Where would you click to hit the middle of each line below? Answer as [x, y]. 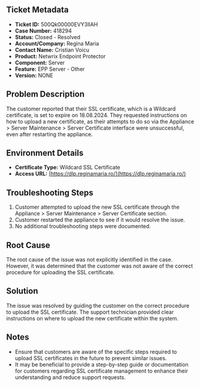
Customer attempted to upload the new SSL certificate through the [97, 207]
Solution [22, 291]
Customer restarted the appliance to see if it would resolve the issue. [100, 220]
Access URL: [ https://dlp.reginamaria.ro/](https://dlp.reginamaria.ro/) [100, 174]
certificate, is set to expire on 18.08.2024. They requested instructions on [97, 115]
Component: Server [40, 62]
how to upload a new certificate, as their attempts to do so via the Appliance [100, 121]
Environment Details [45, 153]
